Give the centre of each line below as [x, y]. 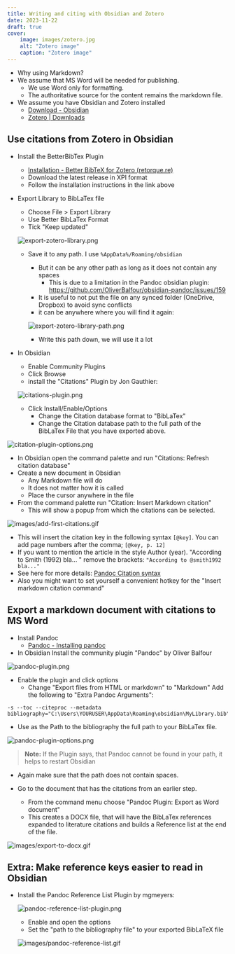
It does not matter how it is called [76, 488]
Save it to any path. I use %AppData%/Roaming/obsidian [105, 254]
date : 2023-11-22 [33, 20]
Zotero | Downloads [56, 117]
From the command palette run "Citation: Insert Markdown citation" [114, 502]
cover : [17, 33]
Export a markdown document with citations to [112, 610]
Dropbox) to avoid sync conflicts [85, 305]
